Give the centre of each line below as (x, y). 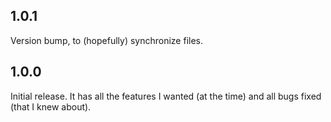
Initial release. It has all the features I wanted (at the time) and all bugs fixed (166, 96)
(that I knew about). (51, 106)
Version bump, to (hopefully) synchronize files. (107, 40)
